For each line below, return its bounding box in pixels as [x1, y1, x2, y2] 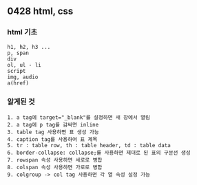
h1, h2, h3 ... [7, 43, 51, 50]
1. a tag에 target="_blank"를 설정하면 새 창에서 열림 [7, 113, 150, 121]
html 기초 [7, 28, 38, 37]
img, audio [7, 74, 39, 80]
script [7, 67, 26, 74]
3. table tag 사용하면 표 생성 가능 [7, 129, 99, 135]
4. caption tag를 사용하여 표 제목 [7, 135, 98, 143]
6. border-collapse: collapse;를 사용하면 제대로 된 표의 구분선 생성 [7, 149, 191, 156]
